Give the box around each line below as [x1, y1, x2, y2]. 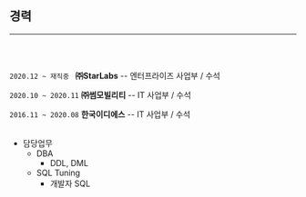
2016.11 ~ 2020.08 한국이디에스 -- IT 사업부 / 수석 [9, 108, 191, 120]
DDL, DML [49, 157, 89, 168]
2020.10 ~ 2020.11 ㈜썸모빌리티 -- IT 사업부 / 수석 [9, 89, 191, 100]
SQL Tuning [36, 167, 80, 178]
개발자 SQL [49, 178, 91, 189]
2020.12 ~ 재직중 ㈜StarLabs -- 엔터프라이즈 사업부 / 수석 [9, 70, 220, 81]
